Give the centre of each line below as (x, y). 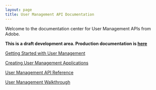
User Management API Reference (39, 72)
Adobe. (13, 34)
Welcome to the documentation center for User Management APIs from (78, 28)
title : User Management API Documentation (50, 14)
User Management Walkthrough (38, 82)
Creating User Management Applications (47, 63)
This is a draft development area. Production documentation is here (76, 43)
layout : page (19, 10)
